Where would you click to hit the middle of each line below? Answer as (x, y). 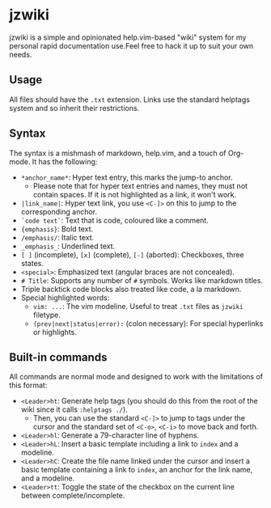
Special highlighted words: (65, 298)
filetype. (47, 315)
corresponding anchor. (59, 211)
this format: (28, 385)
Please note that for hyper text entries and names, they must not (140, 186)
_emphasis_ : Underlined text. (68, 246)
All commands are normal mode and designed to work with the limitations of (136, 377)
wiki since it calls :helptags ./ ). (74, 409)
